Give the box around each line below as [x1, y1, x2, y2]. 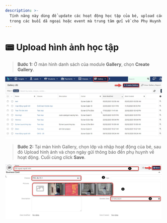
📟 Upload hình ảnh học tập [5, 41, 119, 53]
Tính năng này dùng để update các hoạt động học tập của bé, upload [9, 13, 155, 18]
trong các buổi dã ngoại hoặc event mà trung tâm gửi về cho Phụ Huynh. [9, 18, 164, 23]
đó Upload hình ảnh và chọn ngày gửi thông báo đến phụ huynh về [17, 149, 155, 155]
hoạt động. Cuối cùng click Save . [17, 154, 86, 160]
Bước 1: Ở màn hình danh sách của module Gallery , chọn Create [17, 61, 150, 67]
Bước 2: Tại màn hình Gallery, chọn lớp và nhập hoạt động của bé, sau [17, 143, 162, 149]
